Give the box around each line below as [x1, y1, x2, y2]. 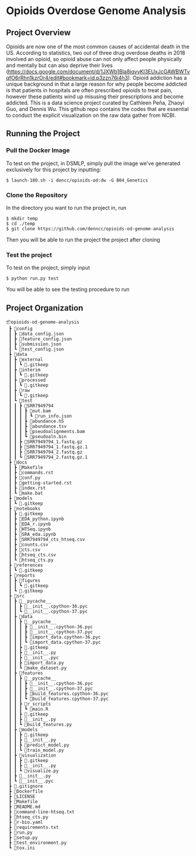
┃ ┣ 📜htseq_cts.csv [8, 552, 57, 558]
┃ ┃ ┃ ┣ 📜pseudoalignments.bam [8, 429, 85, 435]
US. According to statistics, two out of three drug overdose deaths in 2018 [6, 49, 186, 56]
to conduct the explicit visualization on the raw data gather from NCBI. [6, 112, 176, 119]
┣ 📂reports [8, 573, 35, 579]
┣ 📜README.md [8, 804, 41, 810]
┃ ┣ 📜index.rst [8, 485, 46, 491]
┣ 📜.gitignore [8, 783, 43, 790]
